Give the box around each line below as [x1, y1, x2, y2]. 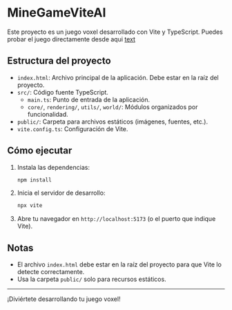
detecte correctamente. [17, 268, 85, 276]
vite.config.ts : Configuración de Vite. [17, 124, 128, 133]
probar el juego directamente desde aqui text [7, 35, 136, 43]
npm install [17, 176, 52, 184]
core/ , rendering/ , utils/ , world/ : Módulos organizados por [27, 102, 198, 111]
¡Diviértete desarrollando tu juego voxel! [7, 295, 121, 303]
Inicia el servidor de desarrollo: [17, 188, 106, 197]
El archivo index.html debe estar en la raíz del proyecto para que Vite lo [17, 260, 222, 269]
